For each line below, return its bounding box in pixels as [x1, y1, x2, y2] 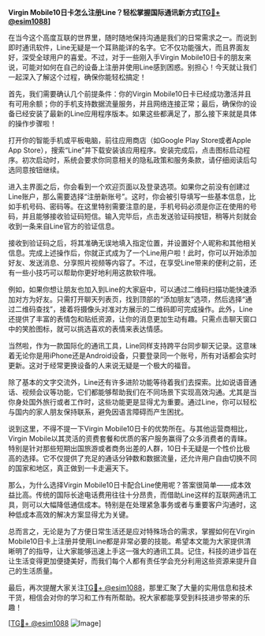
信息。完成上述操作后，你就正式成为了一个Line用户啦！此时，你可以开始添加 [8, 248, 257, 258]
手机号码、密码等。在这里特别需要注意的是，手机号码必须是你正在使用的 [14, 201, 250, 211]
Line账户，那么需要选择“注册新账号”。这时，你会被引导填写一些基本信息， [8, 192, 250, 201]
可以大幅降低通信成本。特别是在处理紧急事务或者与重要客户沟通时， [28, 500, 250, 509]
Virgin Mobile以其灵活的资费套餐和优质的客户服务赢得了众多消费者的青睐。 [8, 434, 252, 443]
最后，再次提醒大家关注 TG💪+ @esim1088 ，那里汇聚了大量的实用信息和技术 [8, 583, 253, 592]
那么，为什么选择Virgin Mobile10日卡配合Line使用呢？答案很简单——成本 [8, 480, 244, 489]
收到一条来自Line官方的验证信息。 [8, 221, 119, 231]
